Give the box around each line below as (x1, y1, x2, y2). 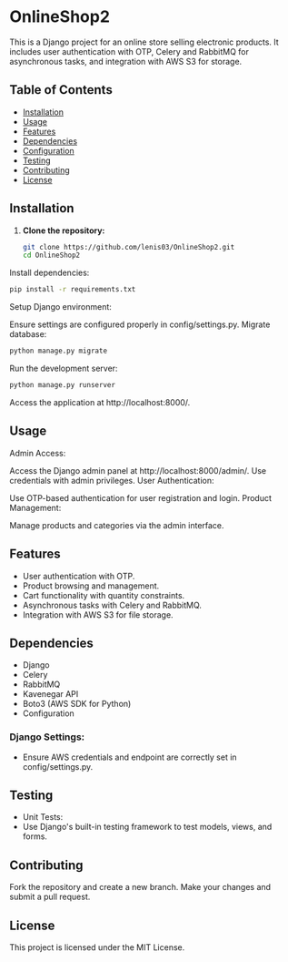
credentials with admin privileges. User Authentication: (9, 475, 215, 486)
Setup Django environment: (9, 302, 112, 312)
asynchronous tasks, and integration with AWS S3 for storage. (9, 56, 243, 67)
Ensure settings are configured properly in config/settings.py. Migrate (9, 319, 271, 330)
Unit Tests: (22, 812, 64, 823)
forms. (22, 831, 48, 842)
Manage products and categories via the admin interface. (9, 519, 224, 530)
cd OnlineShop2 (22, 251, 81, 261)
